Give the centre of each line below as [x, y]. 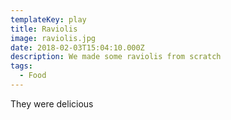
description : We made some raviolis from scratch [116, 57]
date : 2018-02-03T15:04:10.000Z [77, 47]
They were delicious [52, 103]
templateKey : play [48, 19]
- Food [33, 76]
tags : [21, 66]
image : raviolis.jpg [53, 38]
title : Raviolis [44, 29]
